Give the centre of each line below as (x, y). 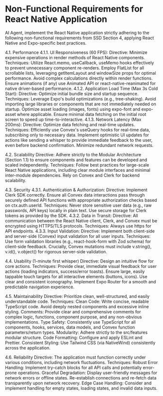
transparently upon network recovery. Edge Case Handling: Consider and (78, 383)
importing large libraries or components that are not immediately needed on (81, 104)
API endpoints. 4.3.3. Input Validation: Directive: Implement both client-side (80, 231)
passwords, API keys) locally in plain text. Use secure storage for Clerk (76, 210)
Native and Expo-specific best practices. (46, 43)
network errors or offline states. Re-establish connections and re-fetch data (81, 378)
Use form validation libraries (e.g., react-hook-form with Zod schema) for (78, 241)
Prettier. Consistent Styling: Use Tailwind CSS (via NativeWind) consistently (80, 343)
